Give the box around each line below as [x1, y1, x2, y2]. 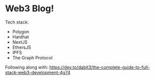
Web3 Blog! [5, 3, 54, 14]
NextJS [12, 39, 28, 45]
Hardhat [12, 34, 29, 40]
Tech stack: [5, 19, 29, 25]
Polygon [12, 28, 30, 34]
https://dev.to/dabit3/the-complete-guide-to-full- [49, 64, 150, 70]
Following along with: [5, 64, 49, 70]
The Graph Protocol [12, 54, 53, 60]
